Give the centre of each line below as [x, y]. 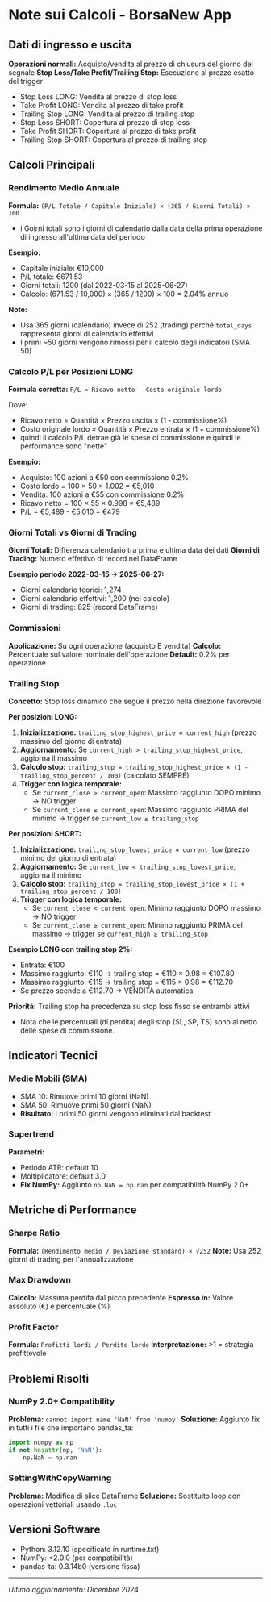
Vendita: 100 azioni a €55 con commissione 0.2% [102, 494]
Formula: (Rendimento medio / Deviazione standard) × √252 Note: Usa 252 [135, 1250]
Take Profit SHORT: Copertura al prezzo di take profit [108, 131]
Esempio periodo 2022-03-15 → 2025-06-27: [86, 574]
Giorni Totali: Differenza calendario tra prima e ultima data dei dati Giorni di [134, 550]
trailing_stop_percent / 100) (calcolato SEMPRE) [104, 775]
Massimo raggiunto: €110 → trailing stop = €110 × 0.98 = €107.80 [127, 973]
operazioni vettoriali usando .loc [63, 1504]
